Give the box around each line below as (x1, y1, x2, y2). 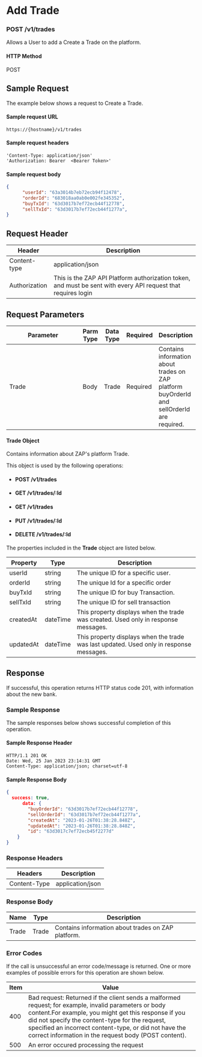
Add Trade (6, 4, 60, 17)
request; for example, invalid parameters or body (28, 1000, 166, 1009)
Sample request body (6, 170, 61, 178)
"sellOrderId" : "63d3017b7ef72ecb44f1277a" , (28, 811, 141, 817)
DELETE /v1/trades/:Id (14, 531, 71, 538)
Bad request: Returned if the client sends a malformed (28, 993, 181, 1002)
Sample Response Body (6, 776, 67, 783)
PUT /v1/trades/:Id (14, 517, 62, 524)
